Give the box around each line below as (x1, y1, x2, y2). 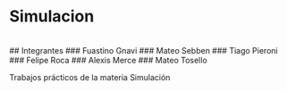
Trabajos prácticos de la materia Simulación (9, 71, 171, 82)
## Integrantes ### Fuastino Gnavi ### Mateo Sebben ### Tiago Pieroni (9, 45, 279, 55)
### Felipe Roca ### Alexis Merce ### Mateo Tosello (9, 54, 207, 65)
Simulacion (9, 6, 95, 27)
